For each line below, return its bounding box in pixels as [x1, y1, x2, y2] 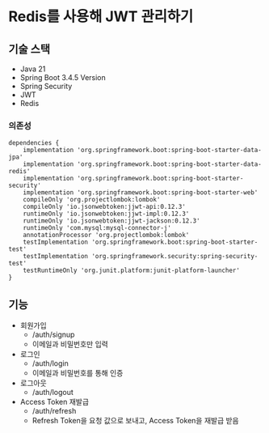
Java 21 [19, 64, 46, 74]
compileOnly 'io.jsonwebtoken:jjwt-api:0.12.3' [23, 203, 186, 211]
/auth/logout [32, 388, 74, 397]
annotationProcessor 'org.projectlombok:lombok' [23, 231, 190, 240]
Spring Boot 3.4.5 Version [19, 73, 107, 82]
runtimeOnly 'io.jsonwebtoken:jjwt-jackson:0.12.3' [23, 217, 200, 225]
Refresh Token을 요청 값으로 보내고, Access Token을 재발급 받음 [32, 416, 240, 426]
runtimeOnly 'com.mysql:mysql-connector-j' [23, 224, 172, 232]
